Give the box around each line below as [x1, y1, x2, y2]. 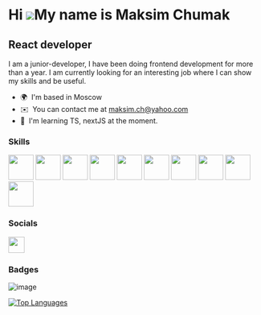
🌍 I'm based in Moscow [19, 93, 103, 102]
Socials [8, 218, 38, 229]
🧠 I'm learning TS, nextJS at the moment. [19, 116, 158, 126]
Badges [8, 263, 39, 275]
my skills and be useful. [8, 77, 87, 85]
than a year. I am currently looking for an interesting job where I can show [8, 68, 252, 77]
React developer [8, 38, 92, 52]
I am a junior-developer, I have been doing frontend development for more [8, 59, 254, 68]
